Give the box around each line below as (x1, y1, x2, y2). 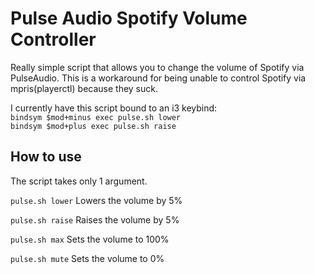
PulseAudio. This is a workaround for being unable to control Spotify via (10, 72, 307, 84)
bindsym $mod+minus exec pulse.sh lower (10, 112, 182, 122)
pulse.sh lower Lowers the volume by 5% (10, 194, 183, 206)
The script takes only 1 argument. (10, 175, 148, 187)
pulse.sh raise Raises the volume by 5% (10, 213, 180, 226)
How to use (10, 148, 82, 166)
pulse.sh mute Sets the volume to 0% (10, 252, 165, 264)
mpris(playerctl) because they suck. (10, 82, 158, 94)
